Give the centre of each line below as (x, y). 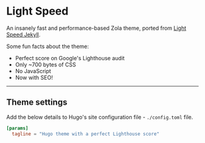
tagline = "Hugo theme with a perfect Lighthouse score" (86, 134)
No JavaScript (33, 71)
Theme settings (37, 103)
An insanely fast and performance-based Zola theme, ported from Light (96, 28)
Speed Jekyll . (23, 34)
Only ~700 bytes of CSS (45, 65)
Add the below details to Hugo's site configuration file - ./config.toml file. (100, 117)
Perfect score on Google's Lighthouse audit (70, 58)
